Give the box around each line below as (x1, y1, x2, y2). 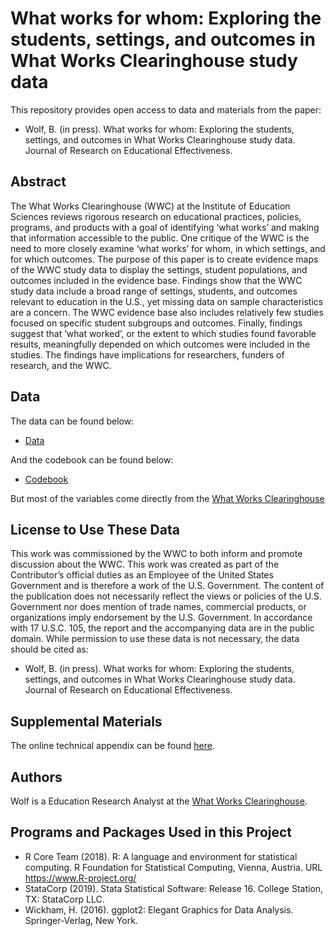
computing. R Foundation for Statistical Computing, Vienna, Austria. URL (24, 861, 323, 873)
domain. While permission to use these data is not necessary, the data (10, 633, 300, 645)
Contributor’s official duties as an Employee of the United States (10, 569, 274, 581)
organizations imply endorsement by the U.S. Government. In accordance (10, 612, 313, 624)
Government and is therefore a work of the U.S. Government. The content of (10, 580, 325, 592)
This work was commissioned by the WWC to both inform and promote (10, 548, 303, 560)
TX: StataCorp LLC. (24, 893, 105, 905)
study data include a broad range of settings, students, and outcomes (10, 285, 298, 297)
